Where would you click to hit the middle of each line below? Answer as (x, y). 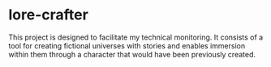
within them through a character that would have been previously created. (132, 54)
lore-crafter (49, 15)
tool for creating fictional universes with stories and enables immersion (127, 45)
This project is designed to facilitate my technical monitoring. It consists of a (136, 37)
